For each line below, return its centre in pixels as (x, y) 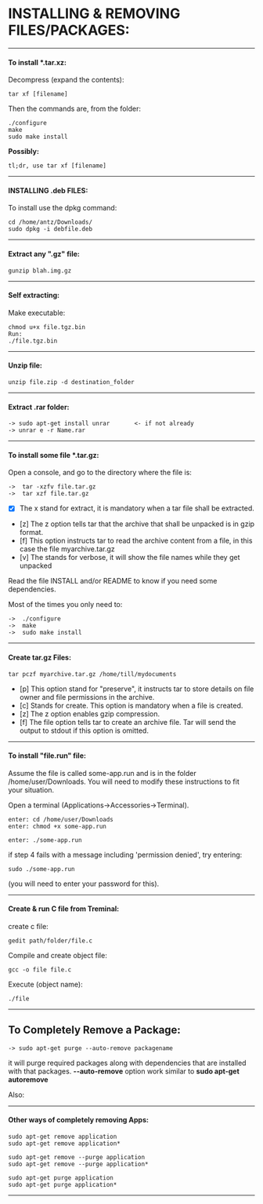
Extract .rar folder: (39, 407)
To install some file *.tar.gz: (54, 455)
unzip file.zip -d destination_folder (71, 382)
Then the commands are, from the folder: (74, 109)
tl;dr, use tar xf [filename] (58, 166)
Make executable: (37, 313)
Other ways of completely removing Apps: (78, 1120)
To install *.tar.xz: (37, 62)
